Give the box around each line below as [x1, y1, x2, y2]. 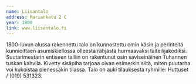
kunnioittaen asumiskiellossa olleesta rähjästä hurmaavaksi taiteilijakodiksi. [6, 48, 187, 55]
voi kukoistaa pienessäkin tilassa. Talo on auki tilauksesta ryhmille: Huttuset [6, 66, 189, 73]
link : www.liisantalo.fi [6, 25, 67, 31]
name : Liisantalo [6, 8, 49, 15]
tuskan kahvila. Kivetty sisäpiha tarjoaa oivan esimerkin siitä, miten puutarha [6, 60, 191, 67]
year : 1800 [6, 19, 33, 25]
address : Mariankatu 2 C [6, 14, 67, 20]
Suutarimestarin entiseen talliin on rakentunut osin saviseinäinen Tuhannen [6, 53, 187, 61]
